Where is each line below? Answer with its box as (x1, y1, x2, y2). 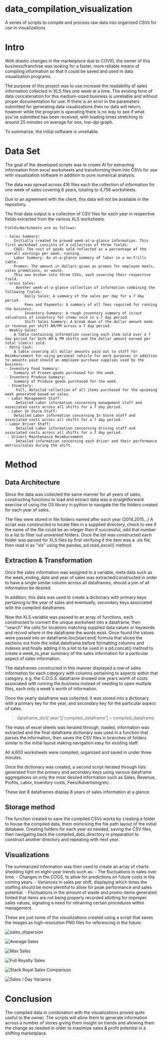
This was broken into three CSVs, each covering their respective (14, 272, 151, 277)
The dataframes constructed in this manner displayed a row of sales (5, 665, 142, 671)
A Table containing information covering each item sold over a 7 (14, 332, 151, 337)
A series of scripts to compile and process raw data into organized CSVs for (5, 19, 157, 25)
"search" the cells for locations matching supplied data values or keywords (5, 624, 155, 630)
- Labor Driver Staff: (5, 422, 51, 426)
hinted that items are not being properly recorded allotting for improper (5, 895, 147, 901)
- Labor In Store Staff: (7, 408, 57, 414)
